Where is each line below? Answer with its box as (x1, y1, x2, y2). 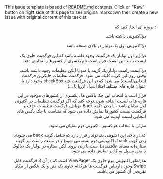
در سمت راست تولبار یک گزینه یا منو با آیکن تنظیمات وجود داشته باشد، (19, 67, 147, 73)
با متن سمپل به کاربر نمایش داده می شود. (70, 148, 146, 154)
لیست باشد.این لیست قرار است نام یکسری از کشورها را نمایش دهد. (22, 58, 146, 64)
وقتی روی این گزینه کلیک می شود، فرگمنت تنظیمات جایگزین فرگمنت (21, 73, 146, 79)
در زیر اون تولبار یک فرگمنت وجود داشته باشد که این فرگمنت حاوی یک (20, 53, 147, 59)
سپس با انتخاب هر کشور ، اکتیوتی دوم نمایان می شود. (49, 123, 147, 129)
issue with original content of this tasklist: (5, 15, 88, 20)
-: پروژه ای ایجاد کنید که (114, 24, 158, 30)
